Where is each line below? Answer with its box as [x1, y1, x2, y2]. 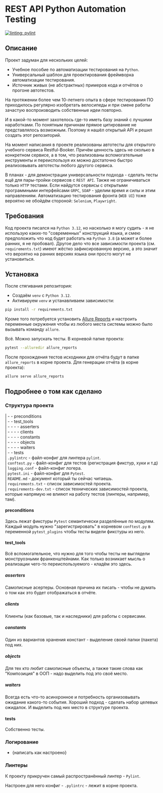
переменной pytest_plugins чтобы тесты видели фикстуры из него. [5, 528, 145, 534]
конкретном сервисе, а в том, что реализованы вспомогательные [5, 152, 143, 158]
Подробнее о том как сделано [5, 387, 102, 396]
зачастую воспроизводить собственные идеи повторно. [5, 107, 123, 113]
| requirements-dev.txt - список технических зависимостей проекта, [5, 486, 148, 492]
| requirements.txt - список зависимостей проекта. [5, 480, 112, 486]
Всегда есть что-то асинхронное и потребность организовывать [5, 694, 140, 700]
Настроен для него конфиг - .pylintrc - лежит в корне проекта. [5, 782, 138, 788]
